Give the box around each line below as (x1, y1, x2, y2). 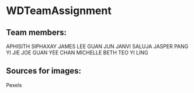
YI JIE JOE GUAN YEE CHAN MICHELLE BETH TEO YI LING (6, 49, 148, 56)
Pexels (6, 81, 22, 88)
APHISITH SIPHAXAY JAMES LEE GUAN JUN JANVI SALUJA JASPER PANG (6, 43, 189, 50)
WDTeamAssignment (6, 4, 112, 18)
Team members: (6, 27, 67, 37)
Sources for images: (6, 66, 82, 76)
